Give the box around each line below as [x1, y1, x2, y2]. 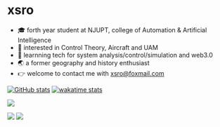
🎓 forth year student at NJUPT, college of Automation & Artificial [17, 25, 207, 34]
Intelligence [17, 36, 51, 44]
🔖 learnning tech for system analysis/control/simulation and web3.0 [17, 51, 213, 59]
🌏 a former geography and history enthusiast [17, 58, 150, 67]
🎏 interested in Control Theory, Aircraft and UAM [17, 43, 158, 51]
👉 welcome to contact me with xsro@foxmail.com [17, 69, 164, 77]
